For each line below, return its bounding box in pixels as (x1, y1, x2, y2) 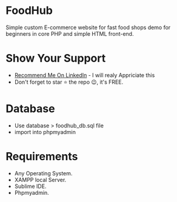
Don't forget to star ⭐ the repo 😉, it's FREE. (14, 78, 124, 86)
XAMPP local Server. (14, 176, 67, 183)
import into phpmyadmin (14, 128, 76, 135)
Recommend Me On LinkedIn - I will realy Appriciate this (14, 71, 155, 79)
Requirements (5, 150, 78, 163)
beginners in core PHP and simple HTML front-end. (5, 30, 134, 37)
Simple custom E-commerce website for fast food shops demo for (5, 24, 171, 31)
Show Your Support (5, 52, 106, 66)
